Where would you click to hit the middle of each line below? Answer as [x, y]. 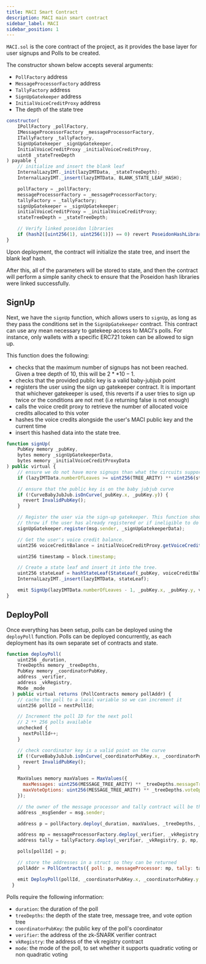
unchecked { [32, 728]
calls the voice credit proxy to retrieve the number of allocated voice [101, 406]
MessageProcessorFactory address [58, 84]
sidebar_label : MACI [33, 23]
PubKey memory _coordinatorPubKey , [63, 671]
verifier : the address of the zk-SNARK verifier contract [86, 935]
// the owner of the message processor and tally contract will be [105, 807]
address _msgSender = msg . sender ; [61, 812]
